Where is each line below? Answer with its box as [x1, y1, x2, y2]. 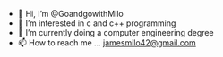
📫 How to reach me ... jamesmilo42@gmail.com [17, 37, 197, 48]
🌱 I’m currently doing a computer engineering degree [17, 28, 214, 37]
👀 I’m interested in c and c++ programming [17, 18, 176, 28]
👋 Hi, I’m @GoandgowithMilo [17, 9, 124, 19]
